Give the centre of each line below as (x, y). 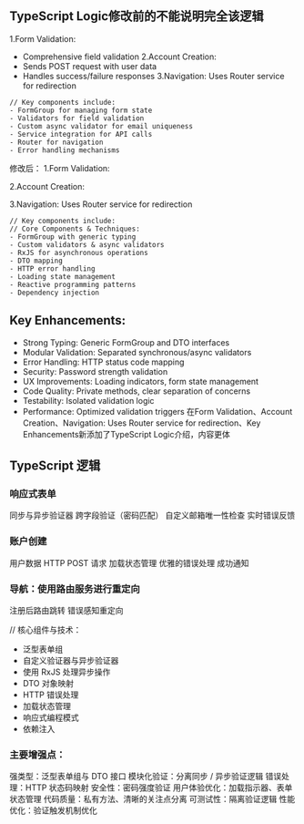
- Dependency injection (55, 293)
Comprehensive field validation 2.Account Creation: (119, 57)
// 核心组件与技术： (46, 629)
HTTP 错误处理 (51, 695)
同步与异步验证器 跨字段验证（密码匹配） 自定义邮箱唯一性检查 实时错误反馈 (152, 515)
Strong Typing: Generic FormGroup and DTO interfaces (126, 342)
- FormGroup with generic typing (73, 237)
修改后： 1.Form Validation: (60, 168)
